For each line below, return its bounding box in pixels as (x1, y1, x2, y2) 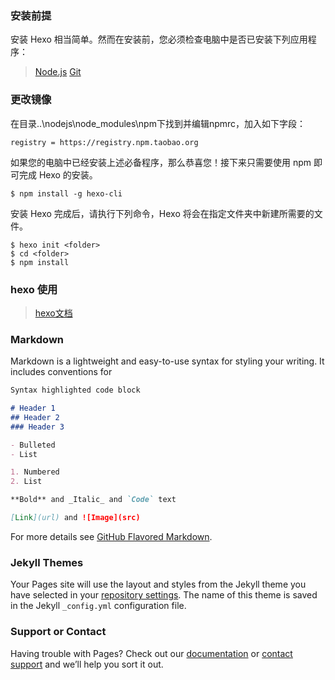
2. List (10, 477, 43, 487)
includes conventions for (10, 366, 113, 378)
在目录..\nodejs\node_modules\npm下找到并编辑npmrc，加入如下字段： (10, 117, 307, 129)
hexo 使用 (10, 282, 58, 296)
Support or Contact (10, 625, 107, 639)
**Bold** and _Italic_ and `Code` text (10, 495, 177, 505)
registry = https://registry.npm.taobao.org (10, 137, 199, 147)
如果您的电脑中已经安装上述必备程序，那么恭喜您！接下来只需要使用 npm (10, 156, 312, 168)
